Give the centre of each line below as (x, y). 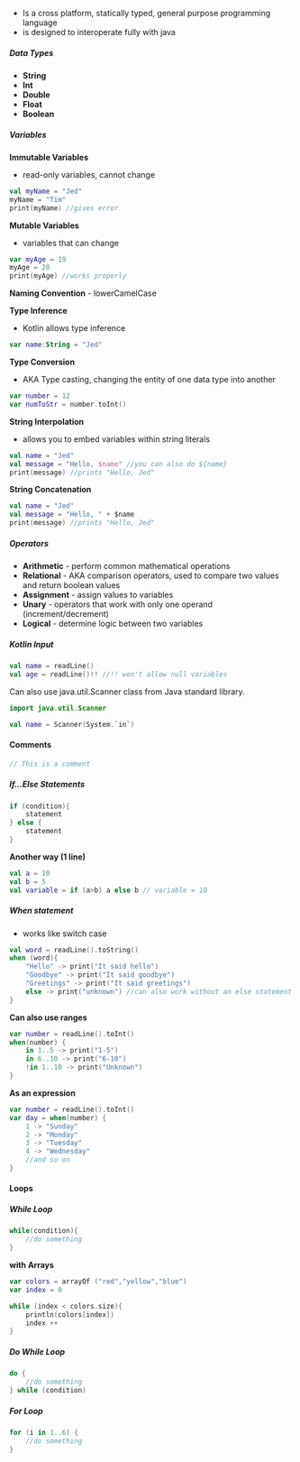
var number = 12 (40, 396)
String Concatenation (50, 490)
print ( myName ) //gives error (64, 208)
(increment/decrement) (66, 614)
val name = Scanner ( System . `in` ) (72, 724)
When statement (41, 911)
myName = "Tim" (38, 199)
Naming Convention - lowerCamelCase (83, 293)
